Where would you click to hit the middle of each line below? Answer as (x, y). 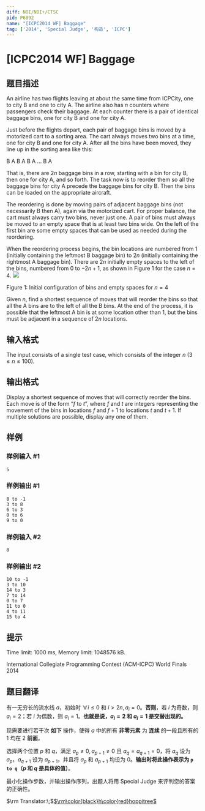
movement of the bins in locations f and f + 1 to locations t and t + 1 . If (94, 410)
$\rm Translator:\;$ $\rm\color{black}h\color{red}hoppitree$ (82, 801)
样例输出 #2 (24, 567)
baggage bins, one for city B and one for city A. (66, 118)
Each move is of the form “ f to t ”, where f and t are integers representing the (102, 403)
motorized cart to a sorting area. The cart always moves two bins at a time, (101, 136)
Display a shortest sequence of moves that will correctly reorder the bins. (99, 397)
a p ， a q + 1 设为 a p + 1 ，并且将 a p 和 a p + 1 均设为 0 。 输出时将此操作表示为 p (100, 761)
